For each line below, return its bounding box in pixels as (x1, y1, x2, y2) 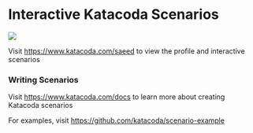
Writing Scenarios (8, 74, 79, 85)
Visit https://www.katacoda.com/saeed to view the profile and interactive (8, 46, 246, 56)
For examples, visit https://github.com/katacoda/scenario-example (8, 116, 225, 125)
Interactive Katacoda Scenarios (8, 6, 219, 24)
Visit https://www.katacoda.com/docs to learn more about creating (8, 92, 225, 102)
